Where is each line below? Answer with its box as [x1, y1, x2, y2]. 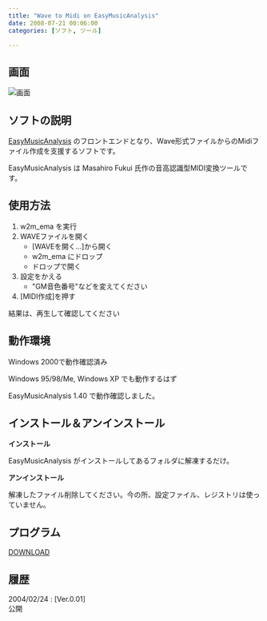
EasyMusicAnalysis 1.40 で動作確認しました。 [8, 391, 160, 400]
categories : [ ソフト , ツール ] [8, 26, 102, 34]
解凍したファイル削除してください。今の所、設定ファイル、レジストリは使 [8, 490, 253, 500]
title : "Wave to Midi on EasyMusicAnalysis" [8, 11, 159, 20]
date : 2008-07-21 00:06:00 [8, 19, 98, 27]
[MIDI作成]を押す [19, 291, 76, 301]
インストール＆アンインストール [8, 416, 165, 430]
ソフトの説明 [8, 113, 72, 127]
